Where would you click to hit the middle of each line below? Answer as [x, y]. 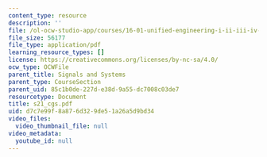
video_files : [30, 119]
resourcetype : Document [48, 97]
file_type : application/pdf [55, 45]
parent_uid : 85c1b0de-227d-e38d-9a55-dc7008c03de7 [94, 89]
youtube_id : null [44, 141]
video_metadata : [35, 133]
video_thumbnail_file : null [62, 126]
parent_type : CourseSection [55, 82]
